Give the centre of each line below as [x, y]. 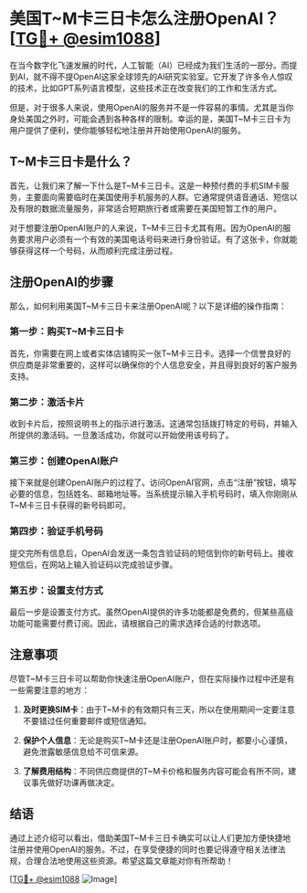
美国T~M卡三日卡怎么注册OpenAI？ [145, 19]
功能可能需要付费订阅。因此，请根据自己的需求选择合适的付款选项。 [138, 624]
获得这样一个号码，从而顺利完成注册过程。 [97, 250]
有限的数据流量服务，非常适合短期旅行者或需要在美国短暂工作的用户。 [149, 208]
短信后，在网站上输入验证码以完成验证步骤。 [94, 564]
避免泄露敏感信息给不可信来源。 [83, 751]
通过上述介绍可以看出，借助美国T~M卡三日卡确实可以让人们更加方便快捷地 [150, 837]
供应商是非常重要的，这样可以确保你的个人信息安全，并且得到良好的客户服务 [153, 364]
